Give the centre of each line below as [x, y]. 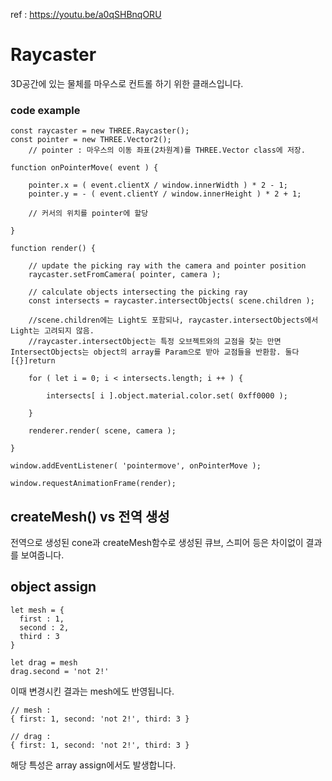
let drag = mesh [44, 662]
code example [45, 110]
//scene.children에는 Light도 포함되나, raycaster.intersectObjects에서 [173, 320]
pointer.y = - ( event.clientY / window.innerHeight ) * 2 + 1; [165, 194]
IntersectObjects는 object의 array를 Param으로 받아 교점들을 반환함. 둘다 [155, 352]
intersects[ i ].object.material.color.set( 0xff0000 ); [167, 396]
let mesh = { [37, 610]
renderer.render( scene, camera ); [102, 431]
